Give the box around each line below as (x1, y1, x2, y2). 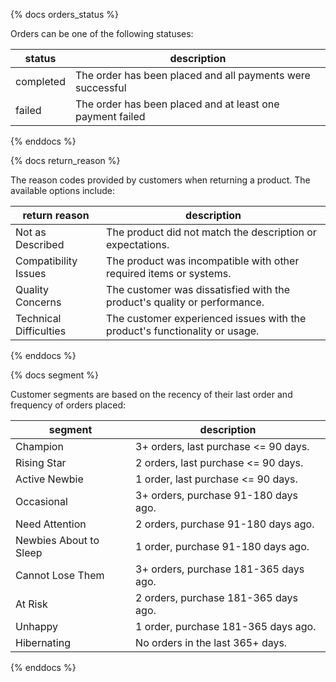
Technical (15, 312, 62, 325)
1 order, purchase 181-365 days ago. (135, 620, 317, 633)
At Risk (15, 597, 48, 611)
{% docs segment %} (10, 369, 100, 381)
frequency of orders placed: (10, 399, 127, 411)
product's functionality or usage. (106, 324, 260, 338)
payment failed (74, 110, 146, 123)
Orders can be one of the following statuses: (10, 28, 194, 39)
